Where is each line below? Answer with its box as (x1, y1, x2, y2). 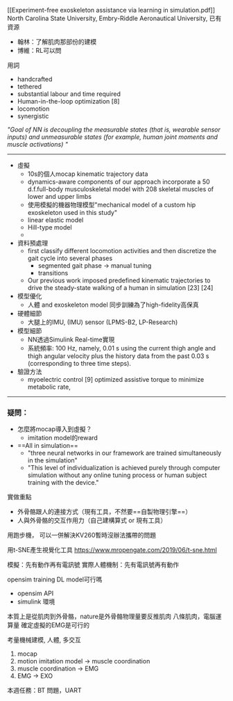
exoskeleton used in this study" (27, 209, 118, 216)
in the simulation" (27, 456, 78, 465)
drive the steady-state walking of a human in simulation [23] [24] (27, 284, 214, 291)
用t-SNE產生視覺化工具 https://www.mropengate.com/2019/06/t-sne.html (7, 546, 217, 554)
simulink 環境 (17, 597, 55, 606)
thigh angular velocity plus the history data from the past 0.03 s (27, 352, 209, 360)
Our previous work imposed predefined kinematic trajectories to (27, 276, 211, 284)
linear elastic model (27, 216, 84, 224)
